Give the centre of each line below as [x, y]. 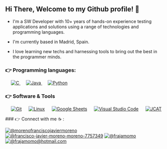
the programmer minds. [37, 57]
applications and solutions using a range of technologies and [76, 27]
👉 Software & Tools [30, 96]
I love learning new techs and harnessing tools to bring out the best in [85, 51]
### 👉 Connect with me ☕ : [35, 119]
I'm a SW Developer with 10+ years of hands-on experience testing [82, 21]
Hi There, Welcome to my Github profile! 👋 [72, 9]
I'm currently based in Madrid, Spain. [51, 42]
